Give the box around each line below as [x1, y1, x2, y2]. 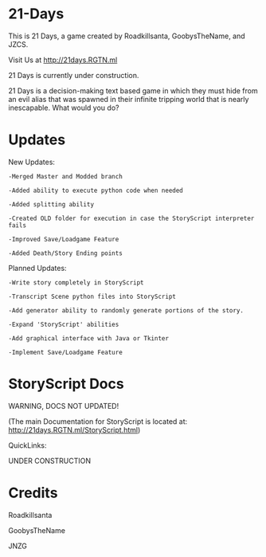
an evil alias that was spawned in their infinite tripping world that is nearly [8, 94, 249, 104]
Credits [8, 484, 58, 502]
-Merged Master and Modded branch [8, 172, 123, 180]
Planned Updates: [8, 263, 67, 273]
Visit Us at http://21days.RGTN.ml [8, 55, 118, 65]
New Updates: [8, 157, 56, 167]
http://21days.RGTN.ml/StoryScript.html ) [8, 425, 141, 434]
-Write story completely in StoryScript [8, 278, 145, 287]
